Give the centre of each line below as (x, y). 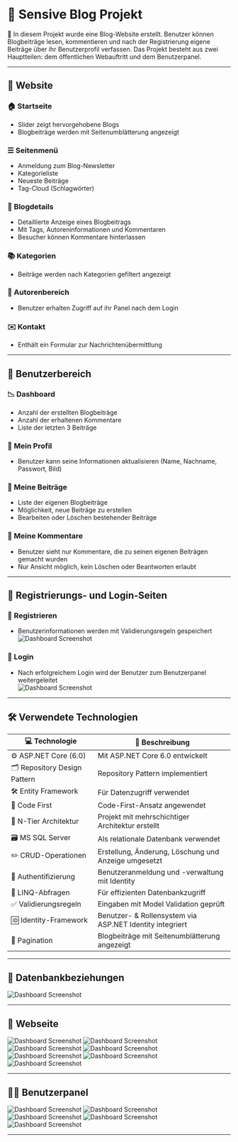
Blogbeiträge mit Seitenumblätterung (159, 936)
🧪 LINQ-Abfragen (40, 892)
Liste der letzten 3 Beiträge (57, 427)
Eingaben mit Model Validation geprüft (161, 905)
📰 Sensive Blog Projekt (75, 15)
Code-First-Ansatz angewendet (152, 805)
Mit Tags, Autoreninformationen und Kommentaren (92, 230)
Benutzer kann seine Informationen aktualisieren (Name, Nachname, (117, 461)
